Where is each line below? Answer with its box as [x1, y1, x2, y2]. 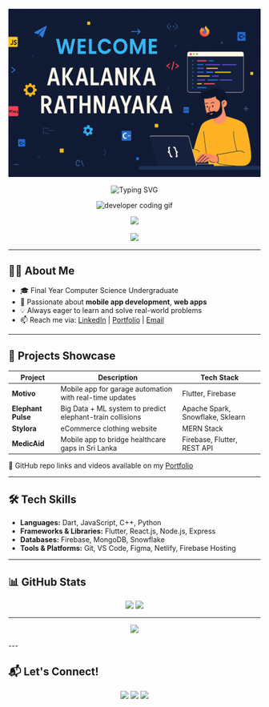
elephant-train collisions [60, 412, 142, 422]
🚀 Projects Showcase [8, 349, 116, 363]
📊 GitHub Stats [8, 575, 86, 588]
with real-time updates [60, 393, 136, 403]
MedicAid [11, 439, 45, 448]
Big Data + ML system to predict [60, 404, 167, 413]
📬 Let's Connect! [8, 665, 99, 679]
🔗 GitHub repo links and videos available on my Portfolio [8, 461, 194, 471]
